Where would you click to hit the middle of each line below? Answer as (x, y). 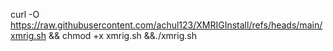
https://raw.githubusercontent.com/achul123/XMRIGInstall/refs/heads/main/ (166, 25)
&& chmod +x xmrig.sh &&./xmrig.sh (122, 35)
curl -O (25, 14)
